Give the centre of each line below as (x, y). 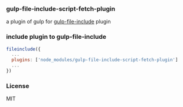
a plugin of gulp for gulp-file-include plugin (58, 22)
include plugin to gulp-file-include (56, 37)
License (18, 86)
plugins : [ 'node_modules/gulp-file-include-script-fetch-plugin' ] (95, 60)
